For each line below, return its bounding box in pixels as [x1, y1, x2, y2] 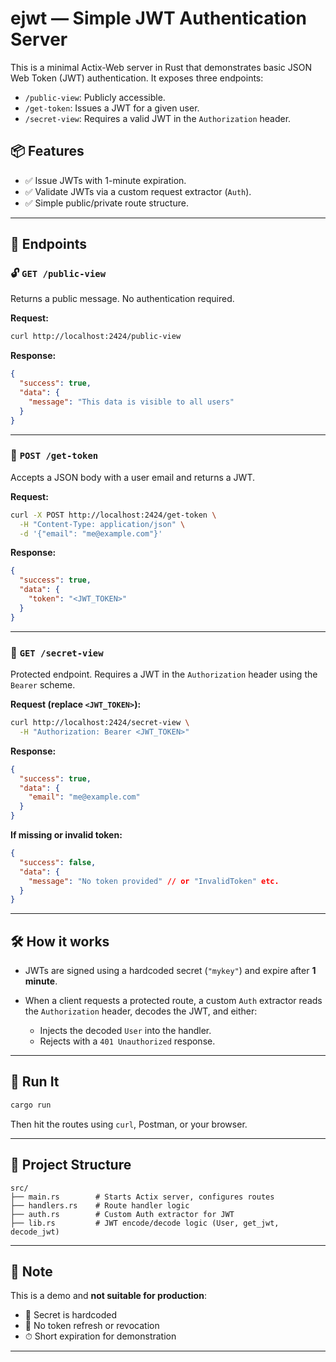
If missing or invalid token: [10, 829, 123, 841]
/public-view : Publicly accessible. [24, 91, 166, 103]
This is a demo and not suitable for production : [10, 1290, 207, 1302]
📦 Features [10, 143, 85, 160]
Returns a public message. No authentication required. [10, 293, 235, 305]
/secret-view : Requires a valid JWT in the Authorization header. [24, 112, 292, 124]
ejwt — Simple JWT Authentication [10, 7, 307, 30]
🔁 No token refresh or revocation [24, 1320, 160, 1332]
